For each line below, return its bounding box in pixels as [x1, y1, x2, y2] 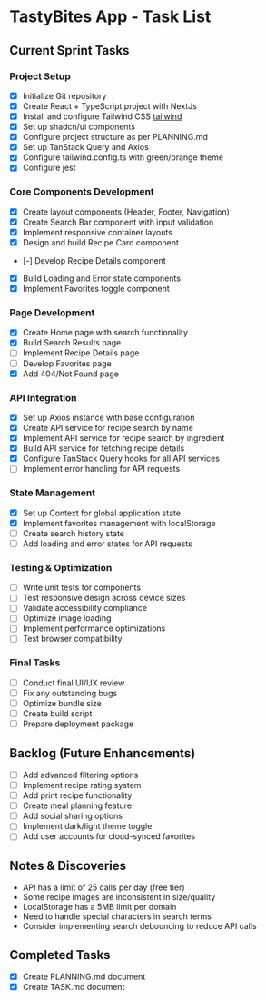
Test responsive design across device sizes [22, 593, 186, 604]
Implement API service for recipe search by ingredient [22, 433, 225, 444]
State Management [9, 486, 96, 499]
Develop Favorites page [22, 357, 112, 369]
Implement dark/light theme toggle [22, 821, 153, 832]
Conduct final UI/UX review [22, 677, 125, 688]
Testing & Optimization [9, 561, 113, 574]
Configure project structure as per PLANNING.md [22, 132, 209, 143]
